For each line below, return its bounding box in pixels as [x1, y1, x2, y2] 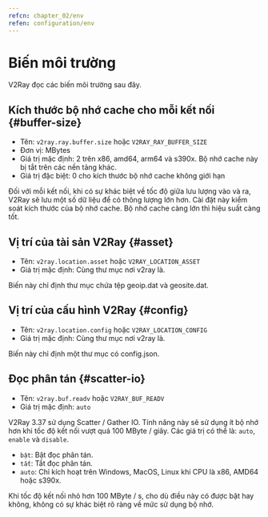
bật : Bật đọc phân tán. [19, 450, 94, 459]
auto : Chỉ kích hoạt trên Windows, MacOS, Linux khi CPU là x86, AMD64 [19, 467, 258, 476]
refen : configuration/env [8, 19, 94, 27]
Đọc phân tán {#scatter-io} [8, 372, 146, 386]
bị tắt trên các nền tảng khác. [19, 162, 118, 172]
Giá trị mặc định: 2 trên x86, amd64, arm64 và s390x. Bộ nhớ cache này [19, 154, 258, 164]
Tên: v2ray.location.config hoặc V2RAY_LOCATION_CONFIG [19, 325, 208, 335]
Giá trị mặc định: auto [19, 402, 91, 411]
